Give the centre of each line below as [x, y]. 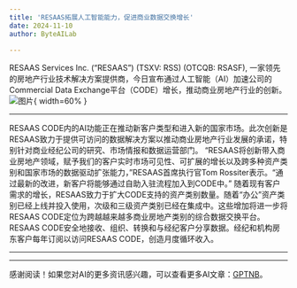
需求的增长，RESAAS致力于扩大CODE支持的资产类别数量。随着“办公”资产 [143, 195]
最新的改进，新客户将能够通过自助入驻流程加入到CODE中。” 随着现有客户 [148, 183]
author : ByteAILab [43, 34]
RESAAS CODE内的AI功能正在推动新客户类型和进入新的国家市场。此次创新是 [148, 128]
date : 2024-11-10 [41, 26]
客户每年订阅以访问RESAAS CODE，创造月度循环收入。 [118, 239]
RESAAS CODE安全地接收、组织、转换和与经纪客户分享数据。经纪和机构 [141, 228]
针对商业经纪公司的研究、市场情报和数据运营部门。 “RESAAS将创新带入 [147, 151]
